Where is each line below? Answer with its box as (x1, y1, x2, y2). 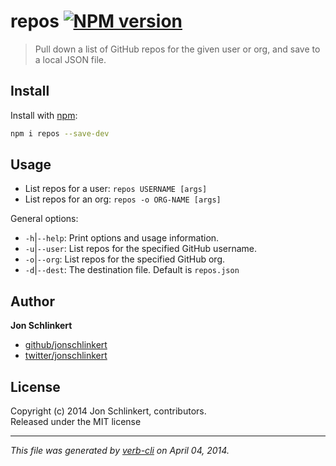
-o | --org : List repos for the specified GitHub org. (24, 253, 226, 265)
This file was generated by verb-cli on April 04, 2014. (10, 445, 230, 457)
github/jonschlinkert (24, 339, 108, 351)
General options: (10, 213, 79, 225)
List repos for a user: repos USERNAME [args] (24, 183, 208, 195)
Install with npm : (10, 109, 78, 121)
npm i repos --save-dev (10, 128, 110, 139)
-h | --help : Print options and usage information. (24, 232, 220, 244)
